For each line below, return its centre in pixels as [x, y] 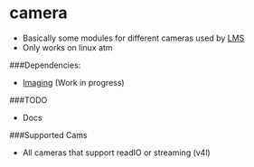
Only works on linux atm [67, 47]
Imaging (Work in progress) [73, 82]
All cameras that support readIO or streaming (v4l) [116, 153]
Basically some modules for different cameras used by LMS [133, 38]
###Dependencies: [45, 65]
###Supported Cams [48, 135]
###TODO [28, 100]
